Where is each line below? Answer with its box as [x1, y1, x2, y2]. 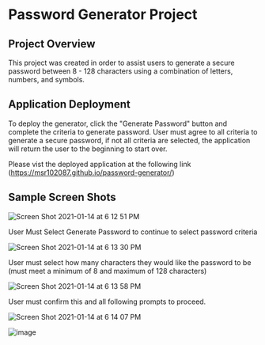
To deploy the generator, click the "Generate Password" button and [8, 119, 228, 128]
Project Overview [8, 37, 96, 51]
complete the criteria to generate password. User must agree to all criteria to [8, 127, 259, 136]
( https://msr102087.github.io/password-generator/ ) [8, 168, 175, 177]
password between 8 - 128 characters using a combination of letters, [8, 66, 233, 76]
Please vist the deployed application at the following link [8, 159, 191, 169]
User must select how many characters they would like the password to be [8, 257, 252, 267]
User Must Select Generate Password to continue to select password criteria [8, 227, 258, 237]
